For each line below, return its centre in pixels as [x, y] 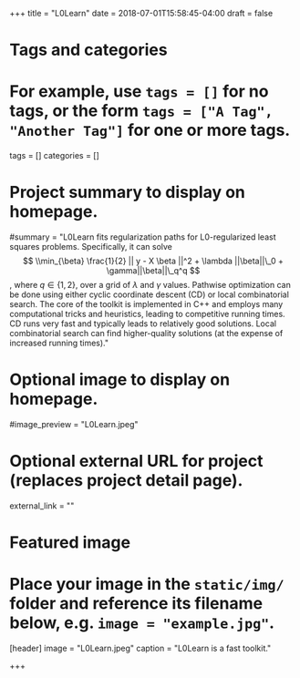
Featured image [70, 543]
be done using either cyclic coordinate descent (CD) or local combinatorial [150, 294]
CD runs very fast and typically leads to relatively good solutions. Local [143, 324]
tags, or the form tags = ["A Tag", [141, 111]
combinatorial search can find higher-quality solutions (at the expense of [146, 334]
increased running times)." [59, 343]
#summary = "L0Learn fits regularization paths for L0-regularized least [143, 237]
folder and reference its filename [136, 604]
